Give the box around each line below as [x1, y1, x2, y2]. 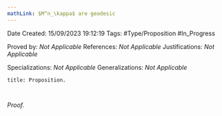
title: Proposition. [7, 77, 67, 84]
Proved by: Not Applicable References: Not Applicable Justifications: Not [7, 42, 215, 50]
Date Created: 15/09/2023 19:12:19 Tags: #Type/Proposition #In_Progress [7, 29, 216, 37]
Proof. [7, 101, 25, 109]
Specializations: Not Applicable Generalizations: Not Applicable [7, 63, 188, 71]
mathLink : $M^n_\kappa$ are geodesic [7, 10, 116, 17]
